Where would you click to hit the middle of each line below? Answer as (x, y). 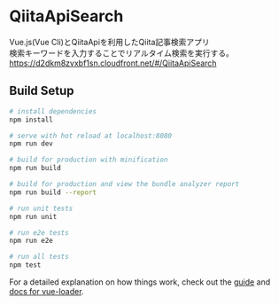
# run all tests (39, 257)
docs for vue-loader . (46, 291)
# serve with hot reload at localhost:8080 (91, 136)
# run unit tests (41, 208)
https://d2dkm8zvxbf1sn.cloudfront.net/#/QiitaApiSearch (113, 63)
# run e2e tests (39, 232)
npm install (31, 120)
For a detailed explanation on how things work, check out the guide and (140, 282)
